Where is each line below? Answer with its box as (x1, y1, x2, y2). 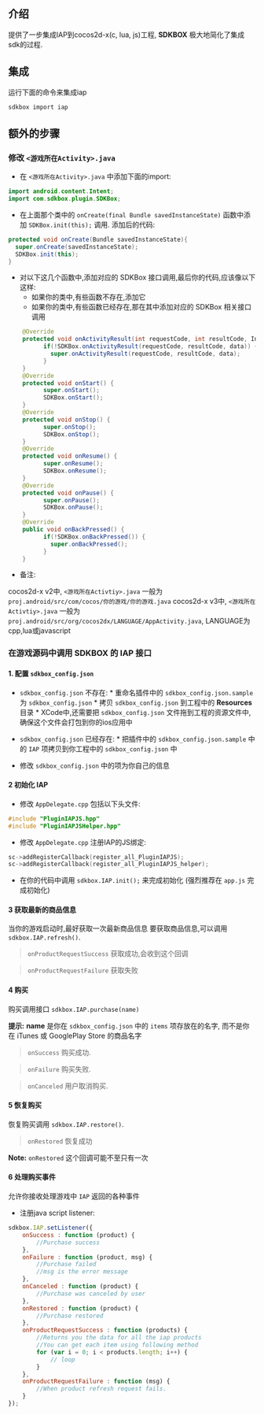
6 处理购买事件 (8, 1172, 57, 1182)
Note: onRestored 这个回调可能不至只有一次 (8, 1153, 148, 1162)
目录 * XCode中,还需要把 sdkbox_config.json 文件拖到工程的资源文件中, (19, 707, 251, 717)
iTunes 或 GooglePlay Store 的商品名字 (16, 1031, 142, 1040)
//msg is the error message (36, 1268, 128, 1276)
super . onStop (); (42, 423, 97, 431)
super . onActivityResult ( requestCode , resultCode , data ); (49, 350, 241, 358)
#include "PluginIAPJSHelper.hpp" (8, 822, 122, 830)
